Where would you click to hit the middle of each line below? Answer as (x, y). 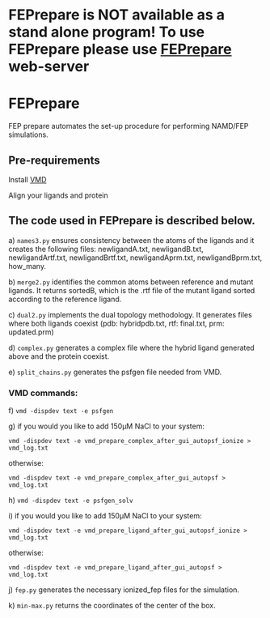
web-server (49, 67)
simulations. (28, 134)
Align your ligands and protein (59, 195)
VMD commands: (43, 393)
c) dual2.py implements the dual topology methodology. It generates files (130, 314)
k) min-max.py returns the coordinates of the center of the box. (112, 606)
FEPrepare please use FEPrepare (120, 49)
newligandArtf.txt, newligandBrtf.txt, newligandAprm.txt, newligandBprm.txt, (135, 258)
